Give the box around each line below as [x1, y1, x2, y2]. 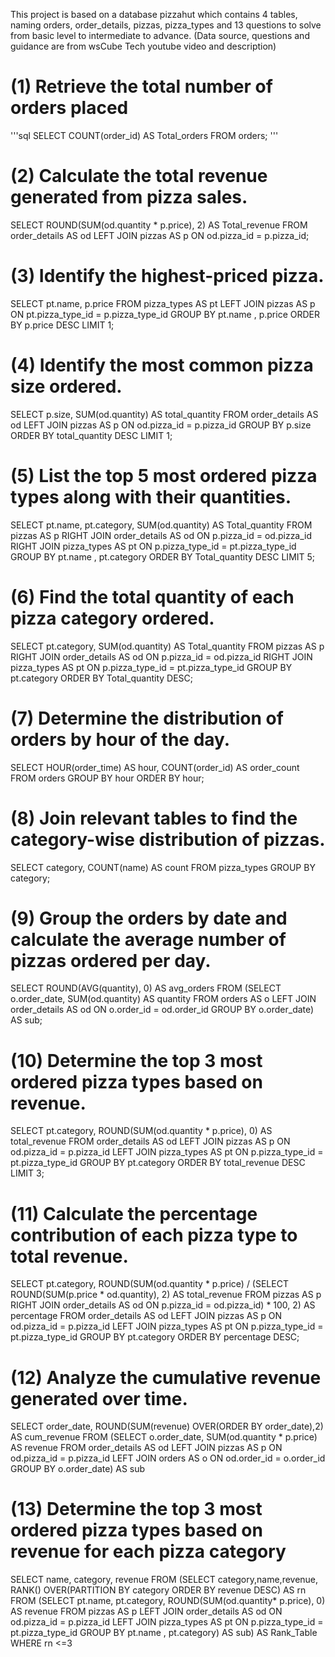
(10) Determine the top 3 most [10, 1049, 263, 1072]
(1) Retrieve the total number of [10, 75, 273, 98]
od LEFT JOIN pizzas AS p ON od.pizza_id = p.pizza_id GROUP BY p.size [10, 419, 312, 431]
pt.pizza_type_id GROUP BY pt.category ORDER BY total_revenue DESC [10, 1157, 306, 1169]
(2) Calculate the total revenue [10, 165, 268, 188]
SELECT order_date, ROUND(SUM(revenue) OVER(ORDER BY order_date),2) [10, 1420, 324, 1433]
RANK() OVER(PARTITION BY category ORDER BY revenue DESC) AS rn [10, 1584, 307, 1596]
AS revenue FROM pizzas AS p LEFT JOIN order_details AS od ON [10, 1605, 283, 1618]
